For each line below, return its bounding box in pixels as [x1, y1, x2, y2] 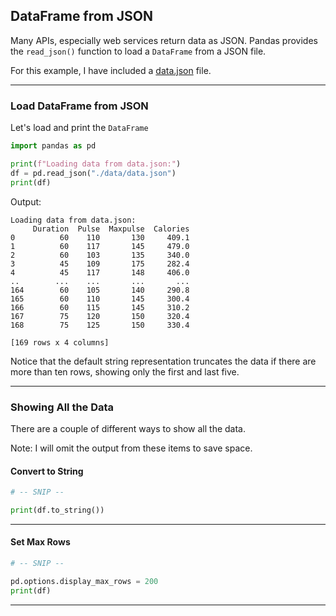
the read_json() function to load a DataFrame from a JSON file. [10, 45, 267, 57]
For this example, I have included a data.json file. [10, 64, 212, 76]
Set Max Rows [10, 536, 71, 548]
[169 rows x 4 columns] [10, 337, 110, 348]
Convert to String [10, 465, 84, 477]
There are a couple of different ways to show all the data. [10, 422, 246, 434]
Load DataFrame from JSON [10, 99, 149, 113]
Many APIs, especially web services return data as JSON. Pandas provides [10, 34, 318, 46]
